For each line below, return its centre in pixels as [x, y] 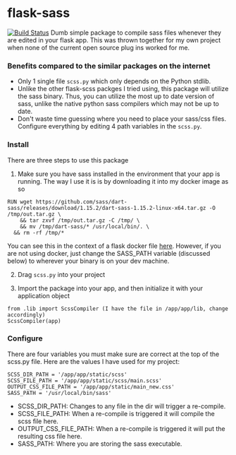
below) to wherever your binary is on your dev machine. [88, 261]
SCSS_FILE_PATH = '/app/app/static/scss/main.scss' [85, 380]
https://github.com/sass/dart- [82, 202]
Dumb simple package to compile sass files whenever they [136, 32]
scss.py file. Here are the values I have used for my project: [93, 361]
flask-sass [39, 13]
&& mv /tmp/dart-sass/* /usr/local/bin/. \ [85, 226]
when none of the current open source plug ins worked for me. [99, 47]
